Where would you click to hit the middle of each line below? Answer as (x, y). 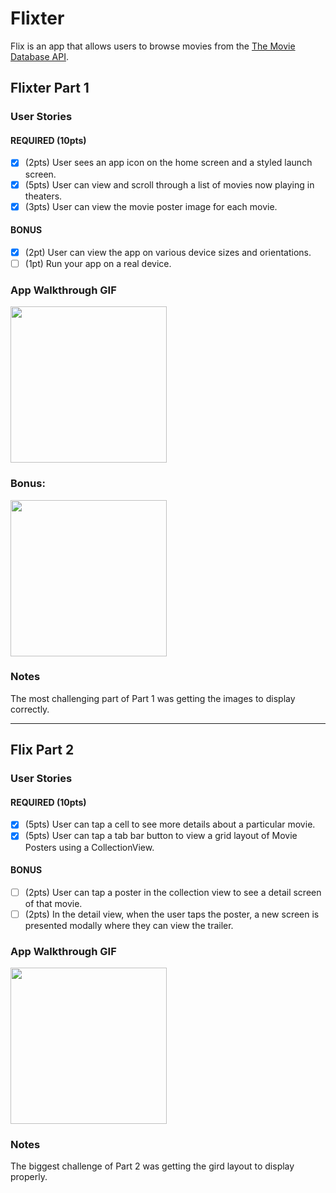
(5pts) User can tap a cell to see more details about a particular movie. (170, 824)
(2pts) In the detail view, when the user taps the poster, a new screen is (172, 914)
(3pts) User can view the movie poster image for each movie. (151, 206)
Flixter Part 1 (50, 88)
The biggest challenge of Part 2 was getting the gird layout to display (152, 1166)
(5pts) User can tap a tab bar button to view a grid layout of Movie (161, 836)
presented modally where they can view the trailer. (129, 925)
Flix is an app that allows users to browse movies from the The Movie (153, 46)
